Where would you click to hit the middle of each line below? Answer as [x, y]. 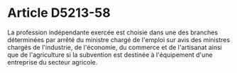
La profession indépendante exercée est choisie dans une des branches [113, 32]
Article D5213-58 [59, 13]
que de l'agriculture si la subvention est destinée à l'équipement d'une [110, 55]
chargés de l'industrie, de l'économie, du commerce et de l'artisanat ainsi [115, 47]
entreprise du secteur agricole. [53, 62]
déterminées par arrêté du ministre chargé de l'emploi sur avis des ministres [119, 39]
